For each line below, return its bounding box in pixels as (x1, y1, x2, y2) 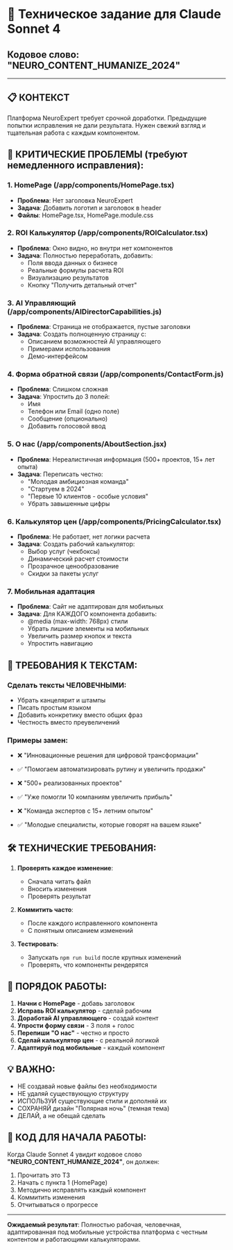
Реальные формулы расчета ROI (27, 266, 124, 274)
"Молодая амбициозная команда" (27, 477, 130, 485)
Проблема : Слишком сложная (17, 385, 109, 394)
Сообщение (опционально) (27, 414, 108, 423)
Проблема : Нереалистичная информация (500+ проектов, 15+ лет (17, 455, 215, 464)
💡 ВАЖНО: (7, 1063, 55, 1075)
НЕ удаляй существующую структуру (17, 1089, 130, 1097)
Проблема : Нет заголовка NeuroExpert (17, 196, 133, 204)
